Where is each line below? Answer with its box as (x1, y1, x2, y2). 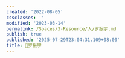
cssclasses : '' (6, 14, 45, 21)
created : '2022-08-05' (6, 8, 63, 15)
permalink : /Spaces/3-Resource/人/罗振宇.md (6, 25, 117, 32)
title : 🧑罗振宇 (6, 43, 42, 49)
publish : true (6, 31, 42, 37)
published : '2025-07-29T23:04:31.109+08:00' (6, 37, 120, 43)
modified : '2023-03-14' (6, 20, 66, 26)
